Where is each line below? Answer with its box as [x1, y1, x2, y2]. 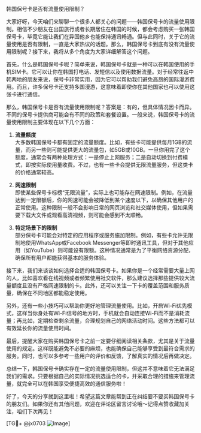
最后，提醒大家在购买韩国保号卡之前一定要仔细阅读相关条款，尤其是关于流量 [6, 338, 195, 344]
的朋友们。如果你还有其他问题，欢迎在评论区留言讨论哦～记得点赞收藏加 [6, 401, 184, 407]
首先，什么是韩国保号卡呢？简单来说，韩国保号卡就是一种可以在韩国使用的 [6, 61, 190, 68]
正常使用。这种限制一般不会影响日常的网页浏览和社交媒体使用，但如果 [14, 204, 188, 211]
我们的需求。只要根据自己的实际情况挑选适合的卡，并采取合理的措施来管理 [6, 372, 190, 380]
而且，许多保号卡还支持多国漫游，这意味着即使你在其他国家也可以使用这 [16, 83, 195, 90]
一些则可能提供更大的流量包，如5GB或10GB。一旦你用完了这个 [35, 146, 190, 153]
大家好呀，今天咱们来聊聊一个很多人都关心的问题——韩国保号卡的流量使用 [6, 18, 190, 25]
